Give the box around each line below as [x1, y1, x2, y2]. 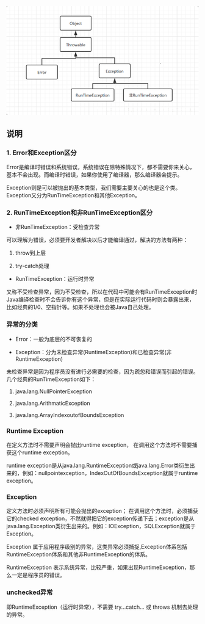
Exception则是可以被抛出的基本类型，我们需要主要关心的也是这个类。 [6, 184, 181, 192]
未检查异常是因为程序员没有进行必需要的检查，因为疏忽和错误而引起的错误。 [6, 368, 199, 375]
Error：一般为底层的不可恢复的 [15, 335, 93, 343]
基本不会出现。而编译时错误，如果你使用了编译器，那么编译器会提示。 [6, 171, 183, 178]
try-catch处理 [15, 263, 50, 270]
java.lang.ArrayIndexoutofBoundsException [15, 411, 124, 418]
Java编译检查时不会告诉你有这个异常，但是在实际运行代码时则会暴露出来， [6, 296, 195, 303]
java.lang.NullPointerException [15, 388, 93, 395]
